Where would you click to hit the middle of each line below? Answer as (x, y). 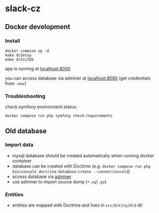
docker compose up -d (27, 51)
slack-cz (23, 9)
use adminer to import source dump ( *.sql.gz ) (59, 182)
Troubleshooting (25, 96)
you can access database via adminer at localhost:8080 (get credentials (78, 78)
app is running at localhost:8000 (38, 68)
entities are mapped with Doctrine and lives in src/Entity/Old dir (78, 205)
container (22, 161)
